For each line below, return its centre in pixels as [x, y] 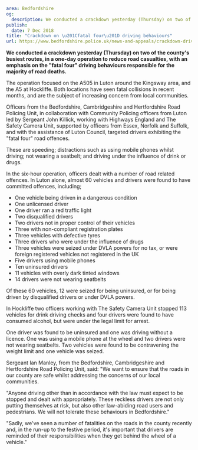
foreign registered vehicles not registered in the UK [77, 255]
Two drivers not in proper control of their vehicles [75, 223]
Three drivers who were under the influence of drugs [79, 242]
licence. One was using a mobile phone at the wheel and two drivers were [96, 339]
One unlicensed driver [42, 204]
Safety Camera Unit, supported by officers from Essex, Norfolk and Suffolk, [98, 126]
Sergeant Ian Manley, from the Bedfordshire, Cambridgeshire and [85, 363]
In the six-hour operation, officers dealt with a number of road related [90, 174]
